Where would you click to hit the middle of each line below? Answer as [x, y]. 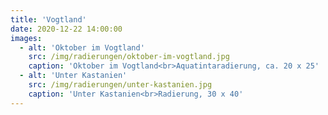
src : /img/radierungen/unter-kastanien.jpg [120, 85]
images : [26, 38]
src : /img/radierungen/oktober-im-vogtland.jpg [129, 57]
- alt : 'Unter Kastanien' [73, 76]
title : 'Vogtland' [48, 19]
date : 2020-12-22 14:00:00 [66, 29]
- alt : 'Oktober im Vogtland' [82, 47]
